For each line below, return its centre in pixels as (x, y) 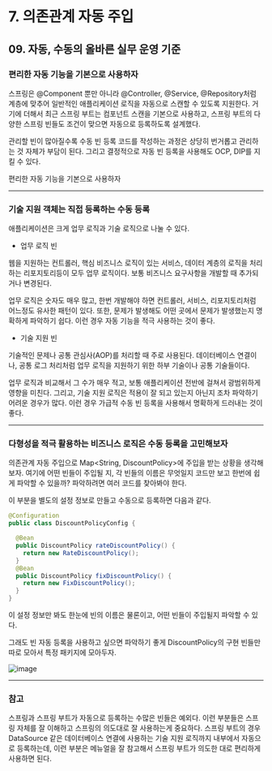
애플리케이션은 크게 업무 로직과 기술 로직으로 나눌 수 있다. (99, 229)
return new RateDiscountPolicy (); (81, 553)
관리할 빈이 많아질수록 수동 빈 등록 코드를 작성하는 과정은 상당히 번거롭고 (123, 141)
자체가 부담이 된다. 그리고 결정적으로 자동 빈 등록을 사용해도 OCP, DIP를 (139, 151)
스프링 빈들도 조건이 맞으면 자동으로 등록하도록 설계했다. (112, 123)
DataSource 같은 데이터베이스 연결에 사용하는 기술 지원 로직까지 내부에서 (124, 739)
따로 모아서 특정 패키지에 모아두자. (62, 653)
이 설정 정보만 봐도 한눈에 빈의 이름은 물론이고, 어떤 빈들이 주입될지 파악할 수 (129, 615)
